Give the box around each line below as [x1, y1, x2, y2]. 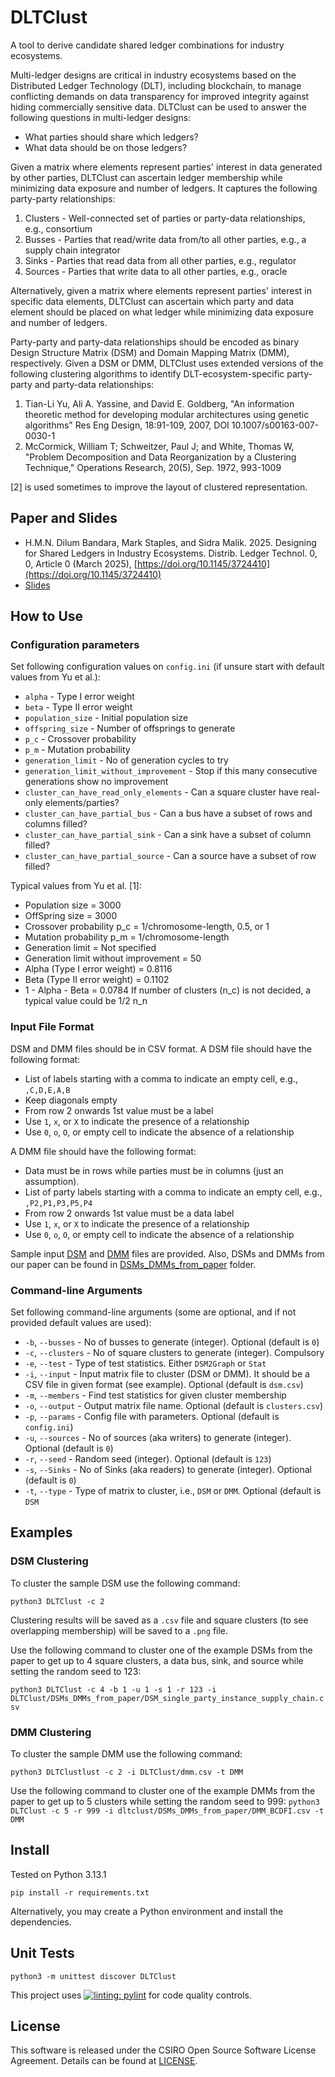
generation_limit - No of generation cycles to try [24, 754, 229, 766]
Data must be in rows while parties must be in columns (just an [24, 1164, 284, 1176]
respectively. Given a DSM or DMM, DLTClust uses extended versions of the [10, 357, 324, 369]
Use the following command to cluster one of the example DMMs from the [10, 1785, 316, 1797]
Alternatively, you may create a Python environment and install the [10, 1905, 284, 1917]
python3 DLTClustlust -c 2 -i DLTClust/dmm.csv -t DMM [10, 1767, 244, 1778]
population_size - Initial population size [24, 712, 189, 724]
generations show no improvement [24, 776, 169, 788]
